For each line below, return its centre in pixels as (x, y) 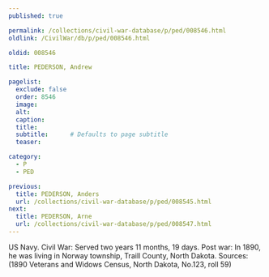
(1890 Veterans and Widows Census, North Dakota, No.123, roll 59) (120, 264)
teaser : (29, 143)
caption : (30, 119)
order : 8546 (36, 97)
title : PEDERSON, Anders (58, 194)
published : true (36, 16)
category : (25, 157)
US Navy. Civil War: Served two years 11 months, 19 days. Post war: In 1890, (135, 247)
